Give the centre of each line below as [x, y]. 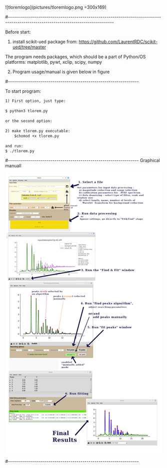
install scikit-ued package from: [45, 42]
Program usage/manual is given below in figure [61, 72]
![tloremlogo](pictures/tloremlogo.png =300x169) [56, 7]
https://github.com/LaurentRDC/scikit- [118, 42]
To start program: [23, 91]
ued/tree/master [29, 47]
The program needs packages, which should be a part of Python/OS [75, 57]
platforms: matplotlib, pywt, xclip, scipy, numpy [54, 62]
